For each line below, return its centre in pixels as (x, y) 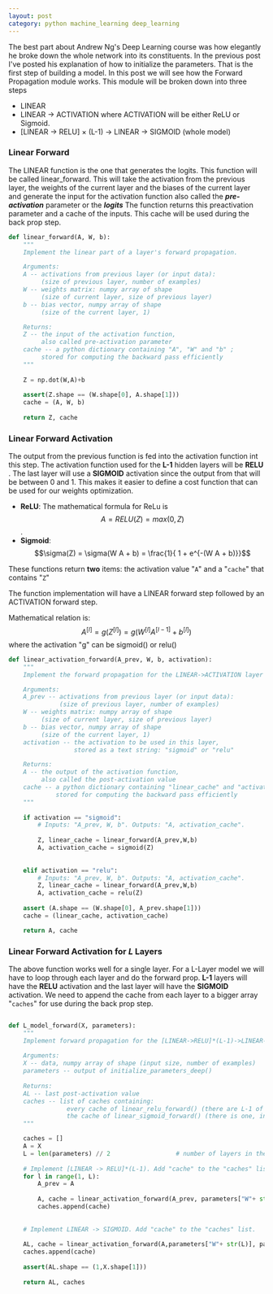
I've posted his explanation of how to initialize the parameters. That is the (131, 64)
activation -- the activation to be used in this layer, (121, 742)
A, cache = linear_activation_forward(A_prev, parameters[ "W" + (147, 1199)
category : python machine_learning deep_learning (94, 24)
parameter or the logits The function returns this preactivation (150, 205)
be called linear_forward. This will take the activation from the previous (127, 179)
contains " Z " (29, 577)
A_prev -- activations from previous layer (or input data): (128, 697)
